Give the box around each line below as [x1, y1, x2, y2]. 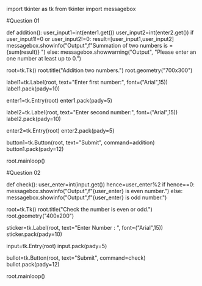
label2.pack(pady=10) [6, 116, 61, 122]
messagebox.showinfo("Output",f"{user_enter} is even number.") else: [6, 188, 183, 194]
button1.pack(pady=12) [6, 145, 64, 152]
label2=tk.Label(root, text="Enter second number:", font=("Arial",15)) [6, 109, 178, 116]
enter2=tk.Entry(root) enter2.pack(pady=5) [6, 127, 115, 134]
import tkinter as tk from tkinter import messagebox [6, 5, 136, 12]
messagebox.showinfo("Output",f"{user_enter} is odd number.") [6, 194, 167, 201]
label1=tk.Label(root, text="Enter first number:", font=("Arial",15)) [6, 79, 168, 86]
